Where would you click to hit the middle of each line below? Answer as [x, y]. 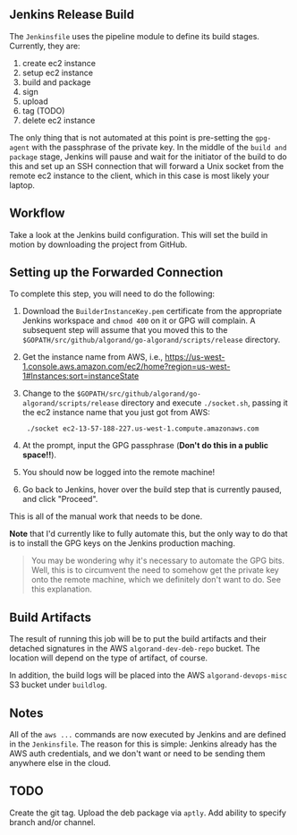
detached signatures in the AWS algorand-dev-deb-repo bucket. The [135, 649]
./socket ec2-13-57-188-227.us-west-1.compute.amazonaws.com [143, 429]
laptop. [22, 185]
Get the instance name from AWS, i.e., [93, 357]
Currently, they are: [45, 46]
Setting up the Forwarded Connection [116, 273]
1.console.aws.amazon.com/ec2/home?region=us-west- [126, 367]
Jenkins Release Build [72, 15]
